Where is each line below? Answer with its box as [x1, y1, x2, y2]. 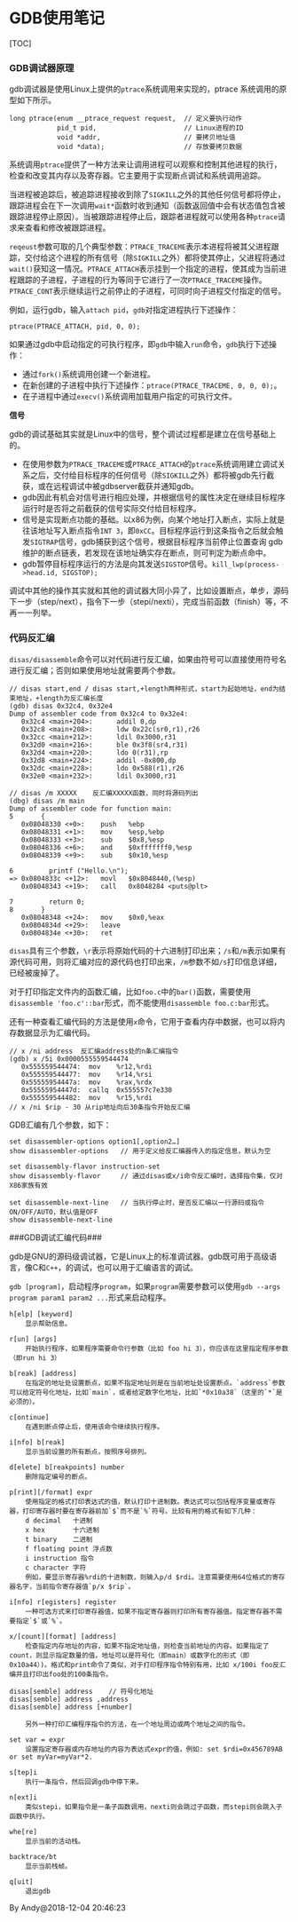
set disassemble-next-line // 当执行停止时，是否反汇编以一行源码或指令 [9, 1198, 264, 1207]
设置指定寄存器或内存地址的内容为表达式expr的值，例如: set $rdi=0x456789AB [25, 1744, 283, 1753]
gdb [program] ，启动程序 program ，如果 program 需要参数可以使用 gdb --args [9, 1280, 281, 1292]
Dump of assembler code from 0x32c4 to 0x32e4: [9, 709, 189, 718]
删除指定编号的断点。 [25, 1472, 91, 1481]
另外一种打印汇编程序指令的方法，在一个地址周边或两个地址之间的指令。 [25, 1720, 250, 1728]
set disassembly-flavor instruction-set [9, 1162, 161, 1171]
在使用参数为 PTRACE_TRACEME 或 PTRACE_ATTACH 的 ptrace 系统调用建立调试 [21, 459, 278, 470]
